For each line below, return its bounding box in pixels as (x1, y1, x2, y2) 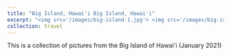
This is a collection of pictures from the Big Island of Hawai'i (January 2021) (7, 42, 222, 50)
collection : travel (7, 23, 63, 29)
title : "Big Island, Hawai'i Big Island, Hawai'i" (7, 10, 155, 17)
